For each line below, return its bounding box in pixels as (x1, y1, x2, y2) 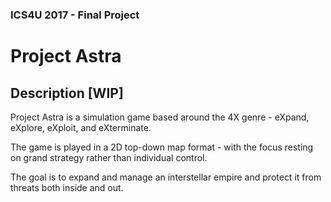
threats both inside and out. (10, 181, 124, 193)
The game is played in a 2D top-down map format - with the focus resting (10, 141, 314, 153)
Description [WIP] (10, 84, 124, 102)
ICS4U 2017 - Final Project (10, 8, 140, 22)
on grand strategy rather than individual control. (10, 151, 208, 163)
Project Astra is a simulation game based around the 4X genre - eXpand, (10, 111, 310, 123)
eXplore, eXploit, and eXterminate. (10, 121, 152, 133)
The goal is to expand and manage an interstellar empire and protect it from (10, 171, 322, 183)
